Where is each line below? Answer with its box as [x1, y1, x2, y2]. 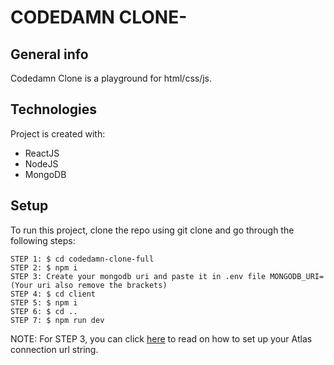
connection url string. [10, 343, 99, 355]
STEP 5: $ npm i [10, 297, 78, 308]
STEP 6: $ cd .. [10, 306, 78, 316]
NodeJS [24, 157, 59, 170]
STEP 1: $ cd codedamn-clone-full [10, 254, 155, 264]
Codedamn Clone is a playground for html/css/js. [10, 72, 213, 84]
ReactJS [24, 147, 60, 159]
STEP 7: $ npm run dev [10, 315, 105, 325]
